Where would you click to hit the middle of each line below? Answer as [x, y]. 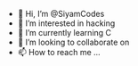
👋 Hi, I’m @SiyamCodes [61, 14]
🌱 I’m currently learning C [65, 33]
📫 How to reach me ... [59, 52]
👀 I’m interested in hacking [66, 23]
